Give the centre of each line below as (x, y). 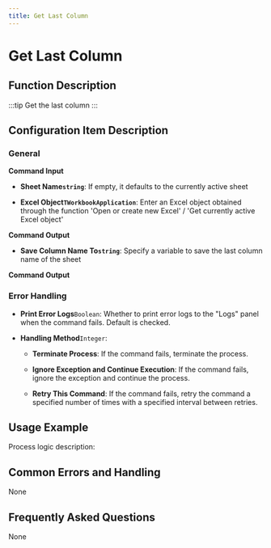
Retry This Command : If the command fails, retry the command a (141, 394)
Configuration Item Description (88, 131)
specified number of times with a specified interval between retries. (145, 402)
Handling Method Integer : (64, 338)
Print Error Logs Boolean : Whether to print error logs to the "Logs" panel (139, 314)
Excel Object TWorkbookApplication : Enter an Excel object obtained (131, 202)
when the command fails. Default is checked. (95, 322)
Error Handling (38, 296)
